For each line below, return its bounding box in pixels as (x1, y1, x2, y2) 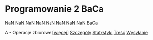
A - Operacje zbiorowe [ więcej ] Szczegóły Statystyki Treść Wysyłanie (5, 29, 148, 35)
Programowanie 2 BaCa (5, 3, 104, 15)
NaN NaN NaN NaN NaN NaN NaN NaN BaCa (5, 20, 98, 26)
